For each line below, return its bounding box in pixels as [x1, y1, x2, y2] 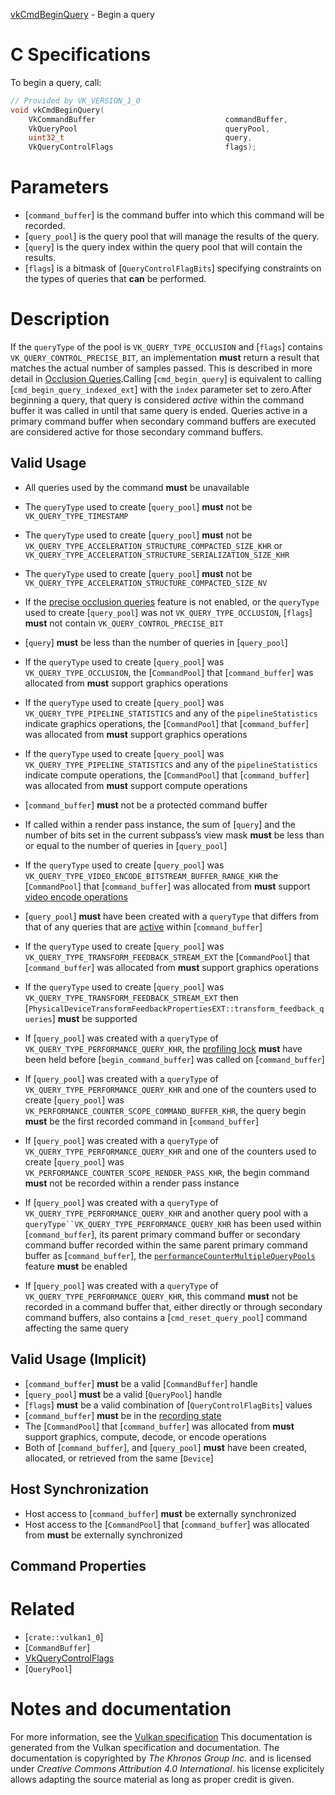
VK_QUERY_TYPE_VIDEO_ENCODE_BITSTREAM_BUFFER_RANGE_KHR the [24, 869, 279, 881]
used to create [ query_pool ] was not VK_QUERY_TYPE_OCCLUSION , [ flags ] [24, 606, 313, 618]
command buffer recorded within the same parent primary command [24, 1239, 308, 1251]
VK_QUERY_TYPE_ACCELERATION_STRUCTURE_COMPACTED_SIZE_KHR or [24, 539, 283, 551]
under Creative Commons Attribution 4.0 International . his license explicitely [10, 1762, 325, 1774]
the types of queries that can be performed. [24, 273, 207, 285]
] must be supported [51, 1012, 138, 1024]
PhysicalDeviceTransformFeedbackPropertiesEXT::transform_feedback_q [28, 1004, 325, 1014]
